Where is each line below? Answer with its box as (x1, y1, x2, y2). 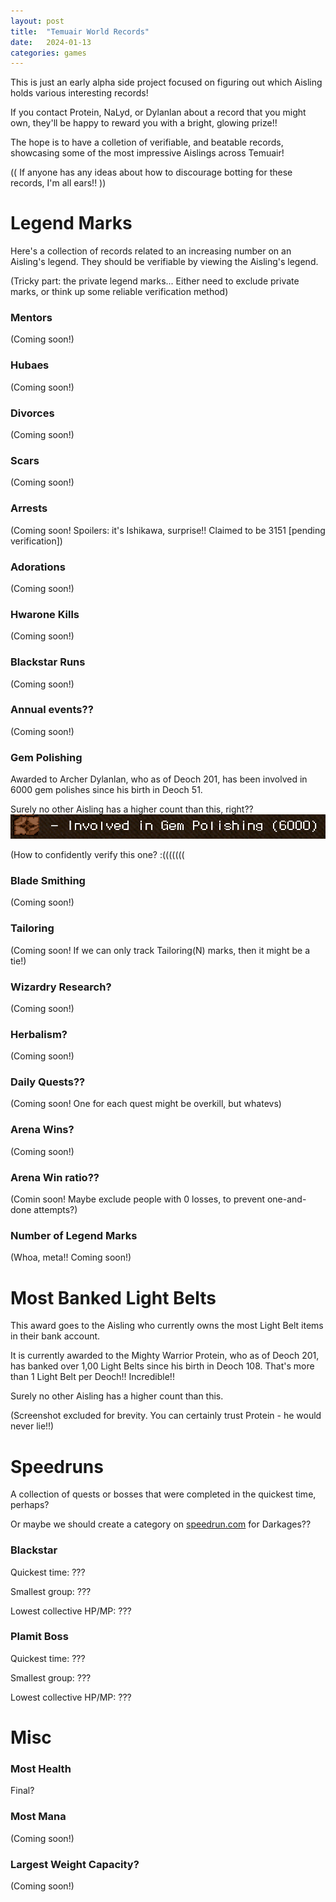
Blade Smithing (10, 873, 86, 887)
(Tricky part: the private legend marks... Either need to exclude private (10, 275, 300, 287)
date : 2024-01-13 (10, 37, 92, 47)
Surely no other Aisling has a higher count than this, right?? (10, 803, 254, 815)
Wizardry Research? (10, 980, 112, 994)
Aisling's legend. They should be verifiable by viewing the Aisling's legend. (10, 256, 319, 268)
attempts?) (33, 1204, 78, 1216)
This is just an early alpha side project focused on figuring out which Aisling (10, 76, 323, 89)
